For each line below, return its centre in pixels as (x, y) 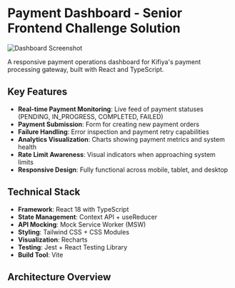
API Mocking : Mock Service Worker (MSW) (82, 224)
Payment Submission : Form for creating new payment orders (109, 124)
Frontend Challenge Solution (94, 28)
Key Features (37, 92)
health (27, 147)
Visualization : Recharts (52, 240)
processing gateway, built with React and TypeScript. (86, 69)
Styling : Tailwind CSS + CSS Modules (74, 232)
